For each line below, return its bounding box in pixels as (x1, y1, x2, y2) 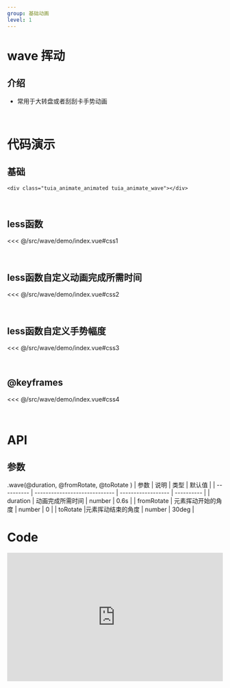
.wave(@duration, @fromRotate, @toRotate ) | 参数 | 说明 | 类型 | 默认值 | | (7, 480, 216, 489)
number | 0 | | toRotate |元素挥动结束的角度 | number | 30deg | (18, 505, 194, 513)
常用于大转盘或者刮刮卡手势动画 (16, 97, 107, 105)
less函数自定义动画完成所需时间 (7, 271, 142, 283)
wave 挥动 (7, 48, 66, 64)
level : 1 (7, 16, 32, 23)
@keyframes (7, 377, 64, 389)
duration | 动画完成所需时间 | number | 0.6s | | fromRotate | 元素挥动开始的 (7, 496, 217, 504)
